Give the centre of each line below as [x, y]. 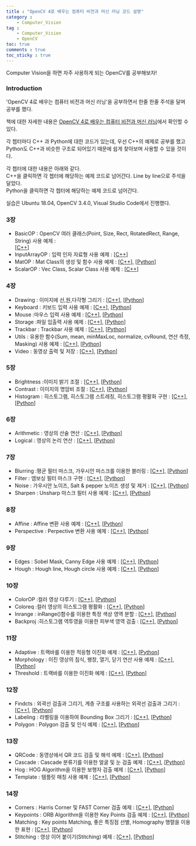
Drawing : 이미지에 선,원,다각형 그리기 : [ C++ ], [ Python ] [79, 299]
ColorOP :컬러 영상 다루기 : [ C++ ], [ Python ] [65, 599]
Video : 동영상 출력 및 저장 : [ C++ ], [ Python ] [66, 351]
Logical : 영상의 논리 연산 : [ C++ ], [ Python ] [65, 440]
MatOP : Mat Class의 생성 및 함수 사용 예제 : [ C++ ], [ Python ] [85, 262]
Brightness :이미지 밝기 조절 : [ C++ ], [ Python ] [68, 382]
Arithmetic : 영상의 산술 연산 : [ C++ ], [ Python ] [68, 433]
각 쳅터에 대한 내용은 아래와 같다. [44, 168]
